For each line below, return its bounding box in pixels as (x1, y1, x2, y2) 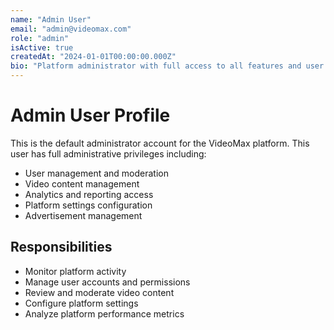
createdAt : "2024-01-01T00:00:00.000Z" (10, 52, 177, 62)
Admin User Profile (10, 104, 171, 127)
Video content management (24, 177, 140, 190)
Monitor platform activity (24, 265, 127, 277)
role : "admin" (10, 33, 70, 43)
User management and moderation (24, 167, 169, 179)
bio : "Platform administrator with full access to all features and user (10, 61, 325, 71)
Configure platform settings (24, 297, 139, 309)
